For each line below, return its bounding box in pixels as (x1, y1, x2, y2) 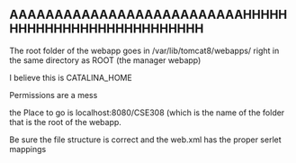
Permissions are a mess (9, 89, 98, 100)
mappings (9, 143, 47, 154)
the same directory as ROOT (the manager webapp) (9, 54, 202, 66)
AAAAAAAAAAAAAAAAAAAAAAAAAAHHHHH (9, 7, 288, 23)
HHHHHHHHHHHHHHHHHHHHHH (9, 22, 204, 37)
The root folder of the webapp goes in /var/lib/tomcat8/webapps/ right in (9, 45, 280, 56)
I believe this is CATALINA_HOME (9, 72, 132, 83)
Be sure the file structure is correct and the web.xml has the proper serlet (9, 134, 282, 145)
